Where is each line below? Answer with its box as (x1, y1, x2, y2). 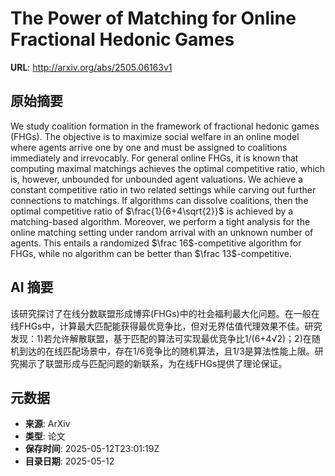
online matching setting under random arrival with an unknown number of (10, 226, 314, 238)
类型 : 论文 (24, 430, 66, 442)
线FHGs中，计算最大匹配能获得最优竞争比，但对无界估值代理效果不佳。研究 (10, 320, 323, 332)
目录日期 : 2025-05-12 (24, 455, 115, 467)
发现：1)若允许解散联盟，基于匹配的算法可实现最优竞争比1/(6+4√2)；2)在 (10, 332, 312, 344)
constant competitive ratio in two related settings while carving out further (10, 183, 317, 196)
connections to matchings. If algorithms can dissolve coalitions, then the (10, 194, 309, 206)
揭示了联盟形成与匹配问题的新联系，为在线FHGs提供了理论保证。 (18, 357, 288, 369)
